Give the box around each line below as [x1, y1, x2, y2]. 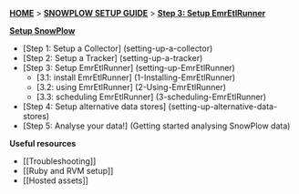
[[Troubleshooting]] [22, 156, 97, 167]
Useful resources [9, 138, 77, 148]
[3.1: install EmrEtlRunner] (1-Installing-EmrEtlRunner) [36, 72, 236, 83]
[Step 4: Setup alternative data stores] [22, 101, 167, 112]
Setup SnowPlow [9, 26, 76, 36]
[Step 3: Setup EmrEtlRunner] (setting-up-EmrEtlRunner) [22, 63, 235, 73]
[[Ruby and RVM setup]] [22, 166, 114, 176]
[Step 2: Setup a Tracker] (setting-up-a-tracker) [22, 53, 203, 63]
